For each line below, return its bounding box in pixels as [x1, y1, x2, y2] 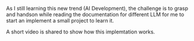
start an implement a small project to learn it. [6, 17, 115, 24]
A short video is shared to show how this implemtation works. [6, 28, 155, 35]
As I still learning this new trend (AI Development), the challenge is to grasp [6, 5, 189, 12]
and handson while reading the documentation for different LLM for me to [6, 11, 185, 18]
